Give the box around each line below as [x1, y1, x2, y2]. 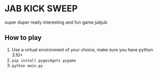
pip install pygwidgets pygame [11, 58, 76, 63]
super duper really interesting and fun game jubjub [4, 19, 108, 25]
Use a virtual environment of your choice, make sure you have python [11, 46, 154, 52]
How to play [4, 34, 42, 42]
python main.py [11, 63, 43, 68]
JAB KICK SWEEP [4, 3, 78, 14]
